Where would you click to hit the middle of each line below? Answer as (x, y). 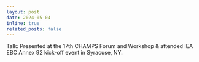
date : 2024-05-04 (29, 18)
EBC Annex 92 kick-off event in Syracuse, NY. (64, 53)
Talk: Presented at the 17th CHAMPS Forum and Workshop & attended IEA (100, 46)
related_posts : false (34, 29)
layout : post (23, 12)
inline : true (23, 23)
